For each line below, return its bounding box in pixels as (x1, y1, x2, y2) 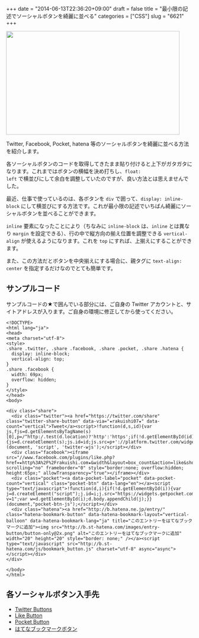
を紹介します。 (6, 148, 43, 155)
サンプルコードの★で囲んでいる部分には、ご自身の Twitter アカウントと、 (6, 300, 187, 307)
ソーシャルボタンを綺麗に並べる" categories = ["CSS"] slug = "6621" (16, 12, 185, 20)
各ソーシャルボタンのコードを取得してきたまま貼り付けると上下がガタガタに (6, 161, 192, 167)
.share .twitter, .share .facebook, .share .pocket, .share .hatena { (6, 345, 184, 351)
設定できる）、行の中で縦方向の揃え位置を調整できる (35, 230, 163, 237)
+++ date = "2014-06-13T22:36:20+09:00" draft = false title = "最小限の (6, 5, 183, 12)
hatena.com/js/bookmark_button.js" (6, 546, 94, 552)
